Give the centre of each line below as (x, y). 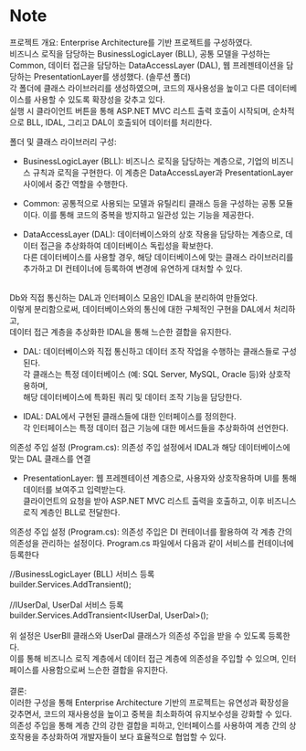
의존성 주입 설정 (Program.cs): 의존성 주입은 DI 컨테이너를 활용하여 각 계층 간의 (151, 532)
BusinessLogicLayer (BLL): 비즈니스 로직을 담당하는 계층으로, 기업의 (146, 161)
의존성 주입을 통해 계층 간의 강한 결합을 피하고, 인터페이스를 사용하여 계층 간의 (148, 725)
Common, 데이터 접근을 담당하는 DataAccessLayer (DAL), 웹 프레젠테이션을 (147, 65)
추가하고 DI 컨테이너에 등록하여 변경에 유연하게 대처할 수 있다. (133, 268)
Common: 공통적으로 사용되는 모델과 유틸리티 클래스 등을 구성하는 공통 (149, 203)
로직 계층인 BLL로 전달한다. (71, 512)
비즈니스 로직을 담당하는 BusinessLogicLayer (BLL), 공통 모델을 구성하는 (140, 53)
